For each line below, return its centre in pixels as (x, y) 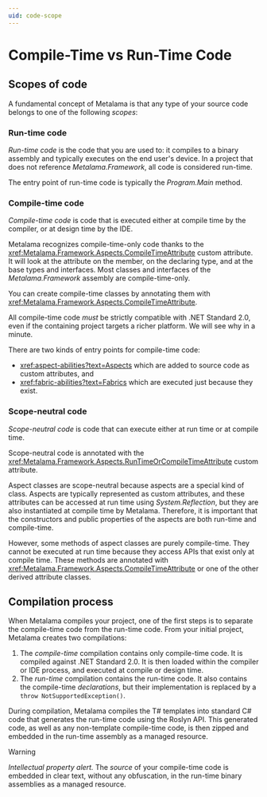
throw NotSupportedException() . (72, 696)
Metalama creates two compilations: (68, 638)
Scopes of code (48, 84)
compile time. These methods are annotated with (89, 559)
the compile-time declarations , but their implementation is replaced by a (138, 687)
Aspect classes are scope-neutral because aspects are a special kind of (126, 485)
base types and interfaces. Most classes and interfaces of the (110, 270)
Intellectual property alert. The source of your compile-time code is (118, 768)
